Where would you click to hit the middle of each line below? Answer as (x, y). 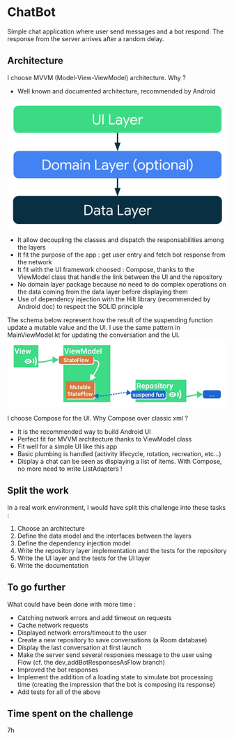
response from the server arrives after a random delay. (86, 38)
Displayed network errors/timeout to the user (82, 633)
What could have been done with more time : (71, 604)
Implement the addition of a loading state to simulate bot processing (115, 677)
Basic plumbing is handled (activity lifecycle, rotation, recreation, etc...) (119, 453)
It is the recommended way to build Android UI (84, 431)
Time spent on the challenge (70, 713)
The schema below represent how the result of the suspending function (110, 320)
